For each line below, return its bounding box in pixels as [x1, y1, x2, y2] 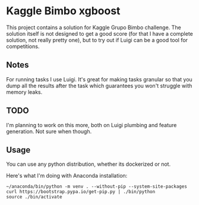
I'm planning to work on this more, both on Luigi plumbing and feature [6, 121, 177, 128]
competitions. [6, 43, 40, 50]
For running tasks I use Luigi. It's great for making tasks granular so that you [6, 75, 193, 83]
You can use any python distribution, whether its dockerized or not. [6, 160, 171, 168]
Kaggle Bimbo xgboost [6, 4, 121, 18]
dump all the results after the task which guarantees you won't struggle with [6, 82, 192, 89]
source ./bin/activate [6, 194, 62, 200]
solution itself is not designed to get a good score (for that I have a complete [6, 30, 193, 37]
